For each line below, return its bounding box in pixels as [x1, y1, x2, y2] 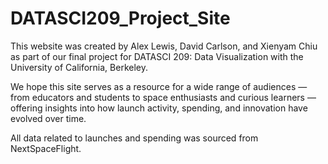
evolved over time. [10, 112, 87, 124]
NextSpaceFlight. [10, 142, 82, 154]
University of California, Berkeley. [10, 61, 148, 73]
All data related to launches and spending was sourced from [10, 132, 259, 144]
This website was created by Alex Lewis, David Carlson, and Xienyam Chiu [10, 40, 318, 52]
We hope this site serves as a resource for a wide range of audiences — [10, 80, 308, 92]
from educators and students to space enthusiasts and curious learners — [10, 91, 317, 103]
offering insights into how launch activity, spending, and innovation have [10, 102, 308, 114]
